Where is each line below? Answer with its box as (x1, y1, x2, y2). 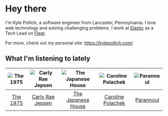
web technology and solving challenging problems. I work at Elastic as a (5, 24, 154, 30)
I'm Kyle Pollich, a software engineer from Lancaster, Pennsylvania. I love (5, 19, 156, 25)
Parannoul (135, 96, 159, 103)
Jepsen (34, 99, 52, 106)
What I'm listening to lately (5, 54, 90, 63)
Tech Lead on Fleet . (5, 30, 46, 36)
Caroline (104, 93, 124, 100)
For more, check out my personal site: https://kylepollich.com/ (5, 39, 133, 45)
